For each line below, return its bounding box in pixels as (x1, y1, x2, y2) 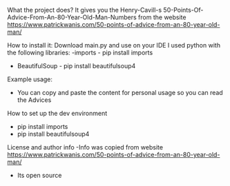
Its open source (17, 172, 62, 179)
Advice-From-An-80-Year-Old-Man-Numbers (7, 13, 137, 21)
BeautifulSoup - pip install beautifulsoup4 (17, 62, 136, 70)
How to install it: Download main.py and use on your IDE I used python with (7, 41, 221, 49)
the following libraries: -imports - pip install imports (7, 48, 153, 56)
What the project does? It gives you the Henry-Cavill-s (7, 6, 162, 14)
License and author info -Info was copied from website (7, 143, 164, 151)
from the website (137, 13, 186, 21)
